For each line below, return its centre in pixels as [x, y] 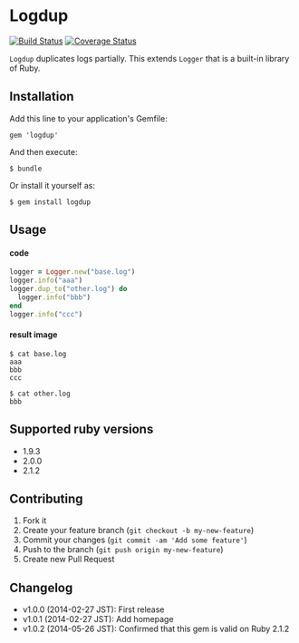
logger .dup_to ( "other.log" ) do [68, 289]
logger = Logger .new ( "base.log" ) [72, 272]
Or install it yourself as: [52, 185]
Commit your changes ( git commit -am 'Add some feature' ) [135, 540]
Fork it [34, 521]
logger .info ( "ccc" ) [46, 314]
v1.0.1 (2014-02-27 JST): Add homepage [98, 619]
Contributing [46, 499]
